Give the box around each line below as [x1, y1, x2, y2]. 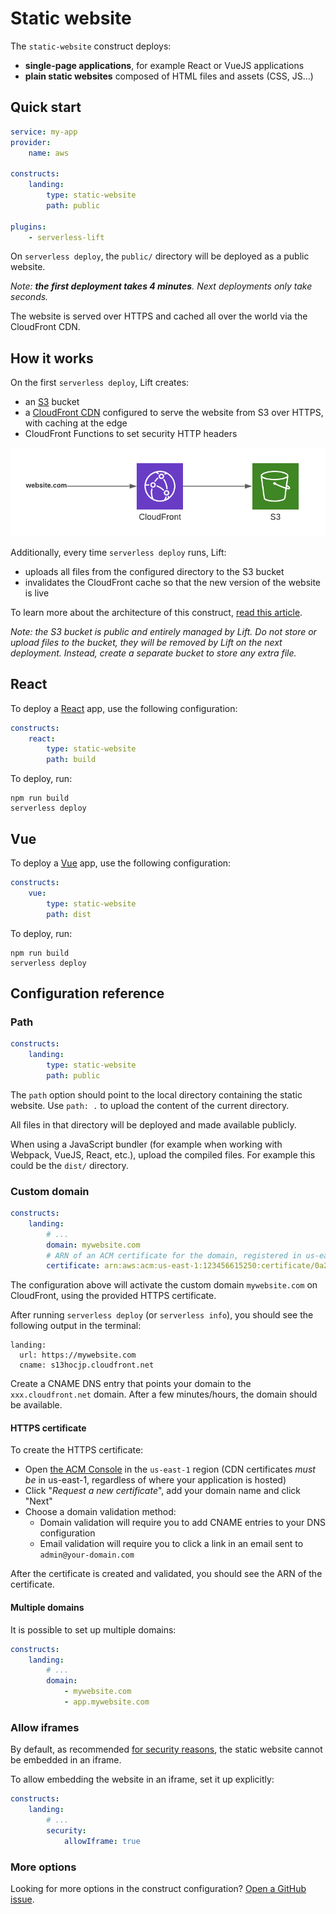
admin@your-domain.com [39, 1550, 135, 1561]
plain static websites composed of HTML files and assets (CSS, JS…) [24, 70, 314, 82]
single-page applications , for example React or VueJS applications [24, 59, 305, 71]
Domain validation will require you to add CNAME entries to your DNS [39, 1517, 326, 1529]
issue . [10, 1893, 35, 1905]
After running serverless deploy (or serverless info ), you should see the [10, 1309, 314, 1321]
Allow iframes [10, 1720, 80, 1734]
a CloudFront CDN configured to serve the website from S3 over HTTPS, [24, 407, 324, 419]
